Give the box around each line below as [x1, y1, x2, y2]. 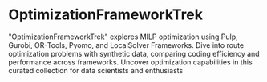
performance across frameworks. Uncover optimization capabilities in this [8, 57, 253, 67]
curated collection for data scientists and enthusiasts [8, 65, 184, 75]
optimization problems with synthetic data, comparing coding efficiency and [8, 49, 260, 58]
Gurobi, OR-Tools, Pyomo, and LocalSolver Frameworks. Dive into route [8, 40, 245, 49]
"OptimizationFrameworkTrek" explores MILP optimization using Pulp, [8, 32, 238, 41]
